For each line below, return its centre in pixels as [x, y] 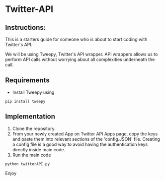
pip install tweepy [25, 101]
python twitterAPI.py [28, 164]
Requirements [27, 80]
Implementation [30, 117]
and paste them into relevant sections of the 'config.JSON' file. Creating [86, 139]
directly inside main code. [39, 149]
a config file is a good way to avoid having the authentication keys [80, 144]
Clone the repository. [34, 128]
